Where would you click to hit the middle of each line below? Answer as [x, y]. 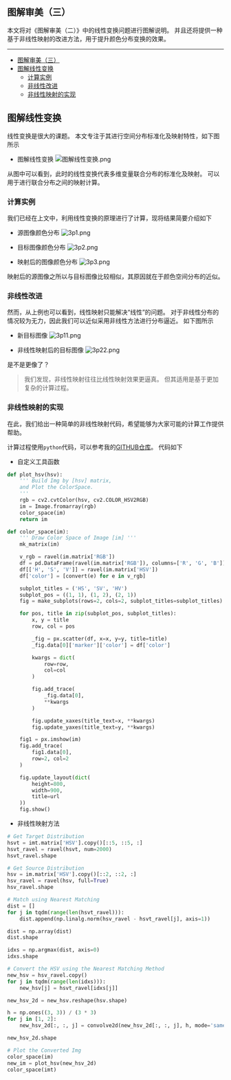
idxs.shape [23, 957]
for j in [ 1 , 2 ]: [32, 1020]
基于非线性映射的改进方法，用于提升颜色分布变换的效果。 [88, 38]
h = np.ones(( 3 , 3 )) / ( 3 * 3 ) [52, 1013]
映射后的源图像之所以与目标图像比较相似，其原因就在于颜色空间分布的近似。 [115, 276]
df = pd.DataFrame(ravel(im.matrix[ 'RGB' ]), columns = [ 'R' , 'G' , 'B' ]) [123, 563]
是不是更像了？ [28, 365]
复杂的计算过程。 [48, 388]
